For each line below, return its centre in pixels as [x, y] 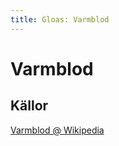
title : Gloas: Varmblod [60, 19]
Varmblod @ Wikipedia [57, 130]
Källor [29, 106]
